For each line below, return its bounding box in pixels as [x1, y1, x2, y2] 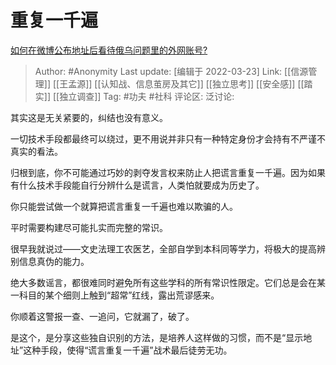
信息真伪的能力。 [18, 255, 90, 267]
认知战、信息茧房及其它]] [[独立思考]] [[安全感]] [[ [100, 77, 305, 90]
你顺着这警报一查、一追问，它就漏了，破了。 [10, 310, 195, 322]
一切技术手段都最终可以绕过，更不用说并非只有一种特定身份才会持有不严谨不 [10, 132, 326, 145]
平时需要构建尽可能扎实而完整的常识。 [10, 221, 168, 233]
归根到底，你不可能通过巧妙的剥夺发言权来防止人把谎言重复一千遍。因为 [10, 166, 308, 178]
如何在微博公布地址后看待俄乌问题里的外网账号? [10, 44, 208, 56]
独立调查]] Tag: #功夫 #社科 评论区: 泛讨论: [59, 90, 235, 102]
